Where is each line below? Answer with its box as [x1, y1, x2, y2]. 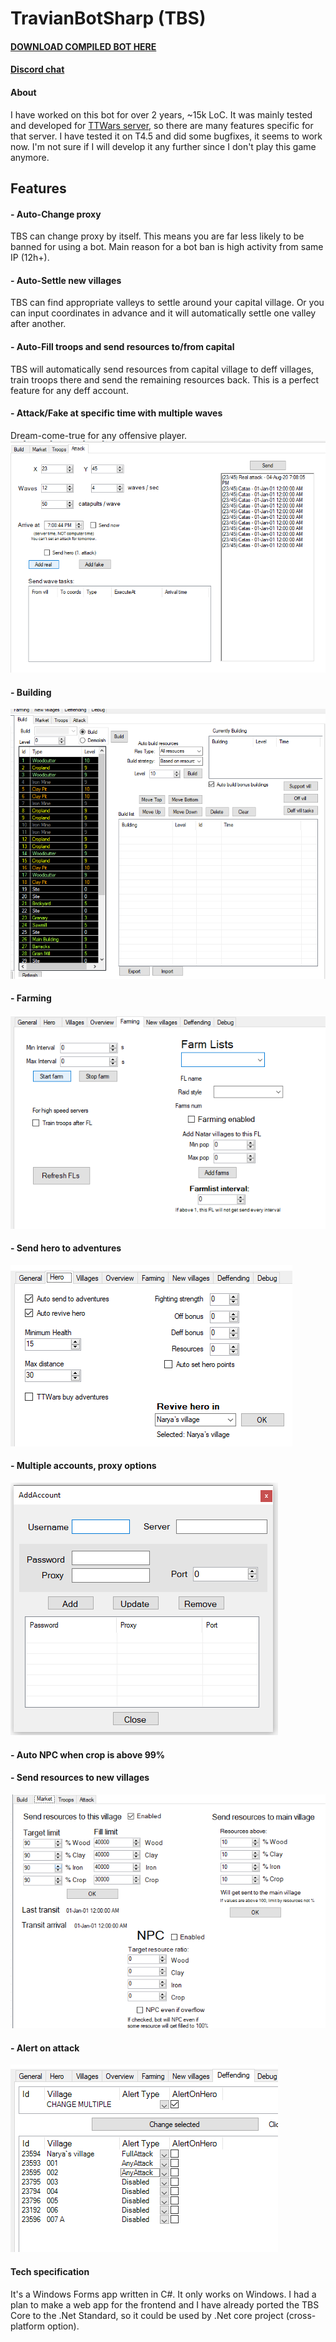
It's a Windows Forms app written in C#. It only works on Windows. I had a [10, 2288, 317, 2300]
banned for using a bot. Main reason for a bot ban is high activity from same [10, 241, 324, 253]
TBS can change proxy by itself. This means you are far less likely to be [10, 230, 305, 242]
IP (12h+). [10, 252, 50, 264]
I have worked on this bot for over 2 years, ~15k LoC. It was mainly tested [10, 108, 313, 121]
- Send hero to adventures [10, 1242, 122, 1254]
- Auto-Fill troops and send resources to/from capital [10, 340, 235, 352]
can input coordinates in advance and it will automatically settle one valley [10, 307, 317, 319]
